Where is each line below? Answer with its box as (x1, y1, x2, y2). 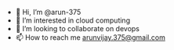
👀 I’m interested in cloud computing (15, 16, 131, 25)
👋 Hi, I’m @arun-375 (15, 8, 82, 16)
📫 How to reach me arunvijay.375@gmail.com (15, 33, 166, 42)
